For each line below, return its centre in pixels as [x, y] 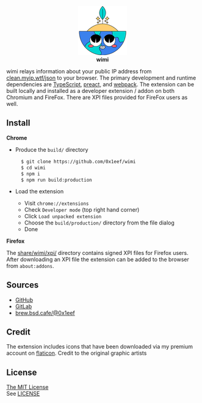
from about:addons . [30, 265]
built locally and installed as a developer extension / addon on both [91, 91]
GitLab [23, 306]
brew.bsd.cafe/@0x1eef [45, 312]
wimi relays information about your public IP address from [79, 71]
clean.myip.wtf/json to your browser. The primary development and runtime [101, 78]
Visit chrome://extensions [56, 203]
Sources [23, 285]
